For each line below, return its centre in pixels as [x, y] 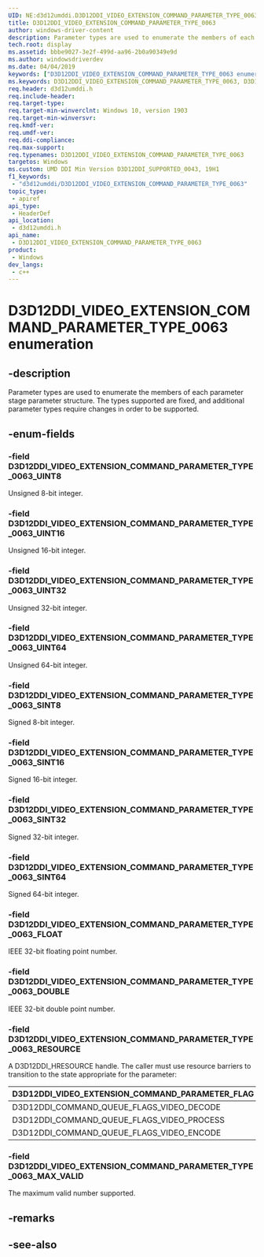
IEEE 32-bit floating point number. [63, 951]
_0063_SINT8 [35, 705]
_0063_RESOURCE [44, 1049]
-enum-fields [41, 434]
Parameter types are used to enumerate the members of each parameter [126, 392]
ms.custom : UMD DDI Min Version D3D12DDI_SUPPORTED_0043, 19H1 [114, 169]
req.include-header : [42, 96]
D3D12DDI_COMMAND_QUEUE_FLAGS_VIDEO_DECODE [117, 1106]
